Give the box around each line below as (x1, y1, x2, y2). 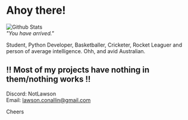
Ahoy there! (6, 4, 66, 17)
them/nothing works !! (6, 74, 91, 84)
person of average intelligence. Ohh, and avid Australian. (6, 47, 146, 54)
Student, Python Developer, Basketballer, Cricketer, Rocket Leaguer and (6, 41, 183, 48)
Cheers (6, 108, 24, 115)
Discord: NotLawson (6, 90, 57, 97)
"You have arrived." (6, 29, 55, 36)
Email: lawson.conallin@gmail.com (6, 96, 91, 103)
